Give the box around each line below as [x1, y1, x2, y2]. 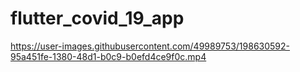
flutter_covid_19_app [10, 7, 185, 30]
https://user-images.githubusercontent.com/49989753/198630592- [10, 40, 291, 52]
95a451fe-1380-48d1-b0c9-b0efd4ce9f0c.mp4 [10, 50, 207, 62]
